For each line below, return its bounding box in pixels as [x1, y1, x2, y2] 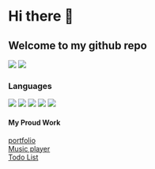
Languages [8, 80, 53, 91]
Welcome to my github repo [8, 39, 148, 52]
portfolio [8, 135, 36, 145]
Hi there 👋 [8, 7, 74, 25]
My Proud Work [8, 117, 61, 127]
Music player [8, 144, 51, 153]
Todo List [8, 152, 39, 162]
